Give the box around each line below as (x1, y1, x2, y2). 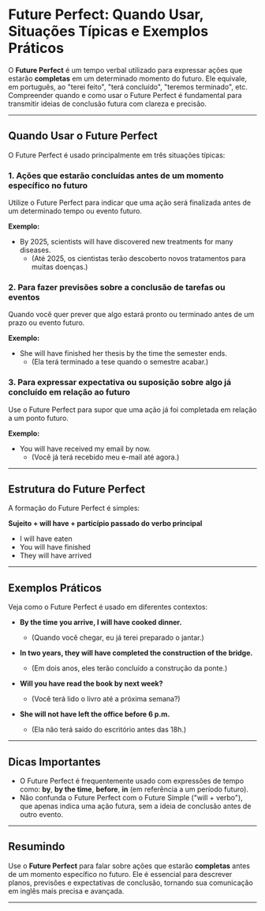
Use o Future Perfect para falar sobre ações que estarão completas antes (8, 860, 251, 871)
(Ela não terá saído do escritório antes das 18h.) (31, 725, 187, 735)
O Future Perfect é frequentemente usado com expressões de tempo (19, 777, 244, 786)
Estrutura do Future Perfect (8, 482, 146, 496)
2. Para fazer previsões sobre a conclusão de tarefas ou (8, 282, 226, 293)
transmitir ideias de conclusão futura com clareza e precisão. (8, 99, 207, 108)
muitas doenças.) (31, 263, 88, 272)
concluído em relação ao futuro (8, 387, 130, 398)
